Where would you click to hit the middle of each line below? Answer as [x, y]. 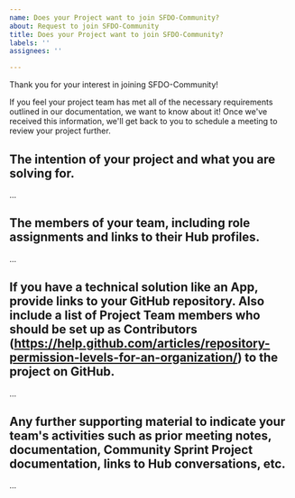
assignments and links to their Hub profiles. [134, 237]
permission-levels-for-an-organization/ [124, 358]
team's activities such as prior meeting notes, [141, 435]
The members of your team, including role [130, 223]
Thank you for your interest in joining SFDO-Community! [114, 85]
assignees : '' [36, 51]
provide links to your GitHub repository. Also [137, 301]
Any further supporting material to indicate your [147, 421]
